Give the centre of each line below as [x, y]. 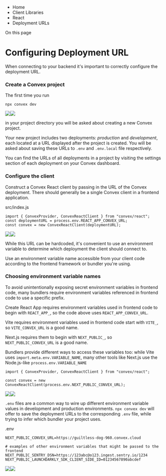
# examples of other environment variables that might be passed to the [82, 446]
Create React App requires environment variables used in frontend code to [82, 307]
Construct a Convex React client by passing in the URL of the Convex [76, 187]
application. [17, 198]
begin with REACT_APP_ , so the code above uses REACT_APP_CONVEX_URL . [77, 313]
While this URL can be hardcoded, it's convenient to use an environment [79, 243]
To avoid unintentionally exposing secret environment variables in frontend [82, 287]
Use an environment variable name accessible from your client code [75, 258]
